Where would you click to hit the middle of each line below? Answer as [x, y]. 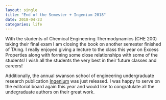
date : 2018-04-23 [24, 19]
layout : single [21, 10]
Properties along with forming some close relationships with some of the [82, 55]
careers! [14, 66]
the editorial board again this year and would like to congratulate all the [80, 87]
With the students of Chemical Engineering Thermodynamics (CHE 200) [81, 39]
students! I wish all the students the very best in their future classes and [81, 60]
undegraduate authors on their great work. [50, 92]
